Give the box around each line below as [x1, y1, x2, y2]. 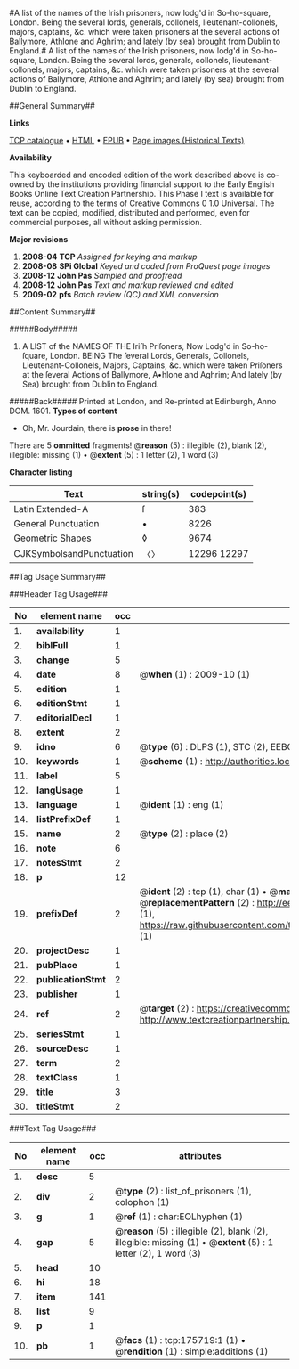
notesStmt [36, 857, 82, 868]
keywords [36, 755, 80, 767]
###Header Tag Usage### [9, 589, 109, 599]
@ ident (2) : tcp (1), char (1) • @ [139, 885, 279, 898]
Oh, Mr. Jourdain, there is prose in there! [21, 423, 172, 433]
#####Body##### [9, 324, 78, 334]
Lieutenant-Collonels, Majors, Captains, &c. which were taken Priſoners [21, 360, 283, 371]
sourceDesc [36, 1042, 89, 1055]
